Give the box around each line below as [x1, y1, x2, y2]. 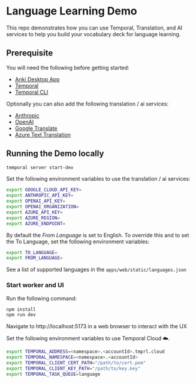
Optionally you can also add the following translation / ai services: [6, 100, 169, 107]
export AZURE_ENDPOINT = [6, 220, 66, 226]
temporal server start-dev [6, 164, 74, 170]
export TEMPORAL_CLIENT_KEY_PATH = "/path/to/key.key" [6, 366, 141, 372]
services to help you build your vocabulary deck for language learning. [6, 30, 181, 37]
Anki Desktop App [14, 75, 60, 83]
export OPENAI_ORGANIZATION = [6, 204, 79, 210]
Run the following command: [6, 294, 77, 302]
